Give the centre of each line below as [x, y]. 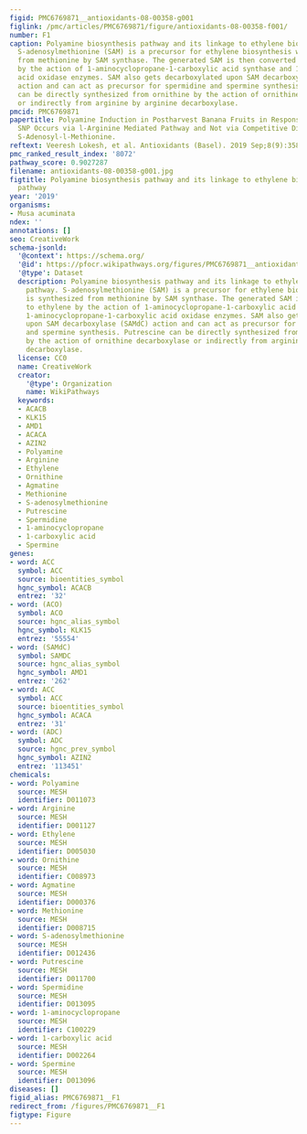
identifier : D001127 [57, 826]
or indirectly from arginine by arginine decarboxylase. [128, 103]
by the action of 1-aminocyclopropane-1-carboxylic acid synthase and [155, 70]
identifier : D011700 [57, 979]
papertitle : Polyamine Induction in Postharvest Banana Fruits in [138, 120]
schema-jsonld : [38, 248]
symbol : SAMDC [44, 656]
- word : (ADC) [37, 733]
